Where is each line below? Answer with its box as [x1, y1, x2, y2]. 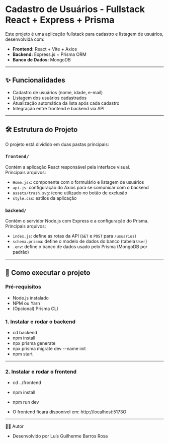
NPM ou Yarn [12, 300, 40, 306]
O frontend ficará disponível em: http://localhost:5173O [12, 409, 127, 415]
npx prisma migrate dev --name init [12, 346, 86, 352]
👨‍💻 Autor [5, 423, 24, 429]
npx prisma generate [12, 340, 56, 346]
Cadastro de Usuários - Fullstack [5, 4, 145, 15]
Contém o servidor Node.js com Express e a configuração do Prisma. [5, 218, 149, 224]
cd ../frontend [12, 380, 41, 386]
